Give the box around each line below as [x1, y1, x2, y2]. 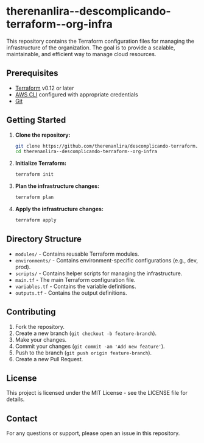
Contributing [6, 307, 56, 317]
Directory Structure [6, 234, 82, 245]
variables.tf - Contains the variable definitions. [15, 283, 136, 290]
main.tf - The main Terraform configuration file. [15, 276, 136, 283]
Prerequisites [6, 68, 58, 79]
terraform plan [15, 194, 54, 201]
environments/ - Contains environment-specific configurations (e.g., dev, [15, 256, 198, 264]
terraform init [15, 171, 54, 178]
